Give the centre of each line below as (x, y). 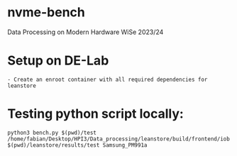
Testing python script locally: (96, 114)
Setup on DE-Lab (58, 61)
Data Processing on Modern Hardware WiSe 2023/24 (86, 32)
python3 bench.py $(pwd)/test (52, 133)
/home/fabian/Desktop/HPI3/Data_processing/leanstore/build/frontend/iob (119, 139)
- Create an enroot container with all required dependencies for (108, 79)
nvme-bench (46, 12)
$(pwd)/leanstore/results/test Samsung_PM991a (77, 145)
